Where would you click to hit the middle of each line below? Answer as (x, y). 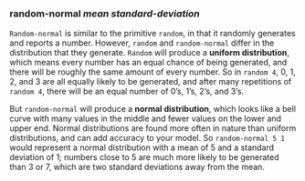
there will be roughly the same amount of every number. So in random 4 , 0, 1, (153, 72)
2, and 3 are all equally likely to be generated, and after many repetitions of (151, 82)
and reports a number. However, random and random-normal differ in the (142, 43)
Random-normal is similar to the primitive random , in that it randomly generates (152, 34)
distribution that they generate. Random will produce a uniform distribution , (149, 53)
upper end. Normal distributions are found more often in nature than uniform (153, 128)
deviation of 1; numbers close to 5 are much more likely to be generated (145, 157)
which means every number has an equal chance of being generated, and (148, 63)
